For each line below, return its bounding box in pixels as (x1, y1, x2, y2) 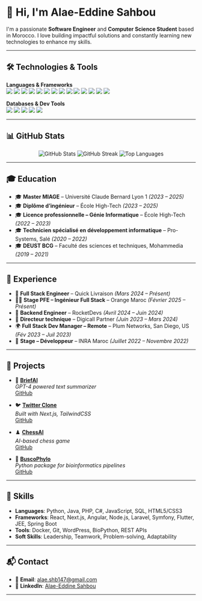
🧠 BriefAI (14, 377, 38, 383)
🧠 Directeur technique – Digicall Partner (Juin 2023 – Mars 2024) (14, 316, 179, 323)
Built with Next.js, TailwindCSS (14, 410, 91, 417)
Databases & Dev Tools (6, 99, 65, 107)
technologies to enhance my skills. (6, 38, 92, 45)
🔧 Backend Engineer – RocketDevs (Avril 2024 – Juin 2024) (14, 309, 164, 316)
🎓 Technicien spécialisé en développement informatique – (14, 227, 167, 234)
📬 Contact (6, 557, 49, 567)
